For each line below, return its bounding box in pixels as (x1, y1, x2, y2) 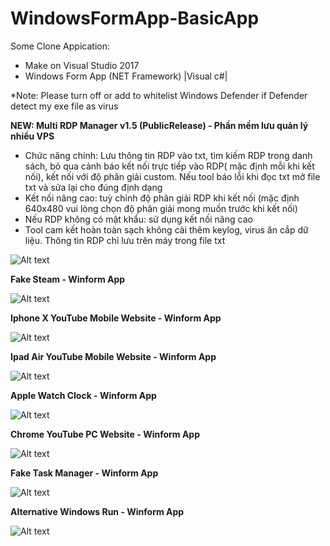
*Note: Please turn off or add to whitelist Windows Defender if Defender (10, 89, 308, 101)
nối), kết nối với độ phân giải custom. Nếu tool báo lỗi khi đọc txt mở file (24, 170, 321, 182)
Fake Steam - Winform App (10, 273, 126, 285)
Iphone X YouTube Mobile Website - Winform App (10, 312, 222, 324)
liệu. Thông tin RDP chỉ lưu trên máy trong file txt (24, 234, 226, 246)
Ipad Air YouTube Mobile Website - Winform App (10, 350, 217, 362)
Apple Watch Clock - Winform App (10, 389, 157, 401)
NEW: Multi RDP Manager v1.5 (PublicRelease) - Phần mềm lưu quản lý (10, 119, 309, 131)
